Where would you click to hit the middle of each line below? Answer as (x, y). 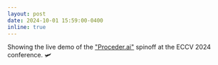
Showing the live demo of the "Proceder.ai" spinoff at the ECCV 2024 (109, 47)
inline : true (27, 27)
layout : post (27, 14)
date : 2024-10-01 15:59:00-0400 (55, 20)
